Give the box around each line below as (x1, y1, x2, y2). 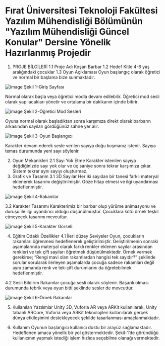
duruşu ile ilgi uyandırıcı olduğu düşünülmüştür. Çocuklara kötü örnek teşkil (5, 208, 159, 214)
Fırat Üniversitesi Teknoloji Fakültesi (5, 5, 158, 16)
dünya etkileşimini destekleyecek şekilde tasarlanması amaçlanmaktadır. (12, 315, 160, 321)
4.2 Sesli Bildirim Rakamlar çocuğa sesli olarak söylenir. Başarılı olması (5, 279, 149, 285)
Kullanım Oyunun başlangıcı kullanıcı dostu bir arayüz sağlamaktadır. (12, 324, 153, 330)
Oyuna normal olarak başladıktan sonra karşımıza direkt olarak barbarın (5, 118, 151, 124)
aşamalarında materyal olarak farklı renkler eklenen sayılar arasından (12, 244, 153, 250)
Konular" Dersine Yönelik (5, 37, 111, 48)
